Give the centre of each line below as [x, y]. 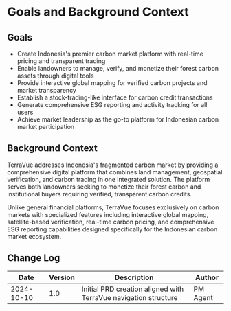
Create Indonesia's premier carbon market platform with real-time [110, 54]
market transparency [47, 90]
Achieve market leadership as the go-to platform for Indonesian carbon [118, 119]
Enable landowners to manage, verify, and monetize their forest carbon [118, 68]
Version [62, 277]
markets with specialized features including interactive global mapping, [108, 214]
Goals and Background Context [98, 12]
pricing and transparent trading [61, 61]
